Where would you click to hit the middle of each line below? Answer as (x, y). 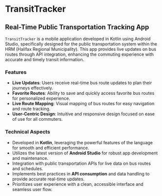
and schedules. (28, 168)
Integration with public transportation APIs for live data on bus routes (81, 163)
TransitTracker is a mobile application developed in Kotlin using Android (78, 39)
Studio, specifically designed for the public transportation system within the (81, 44)
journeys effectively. (32, 88)
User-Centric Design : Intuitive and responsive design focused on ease (83, 114)
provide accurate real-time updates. (48, 179)
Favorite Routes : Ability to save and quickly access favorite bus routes (83, 93)
